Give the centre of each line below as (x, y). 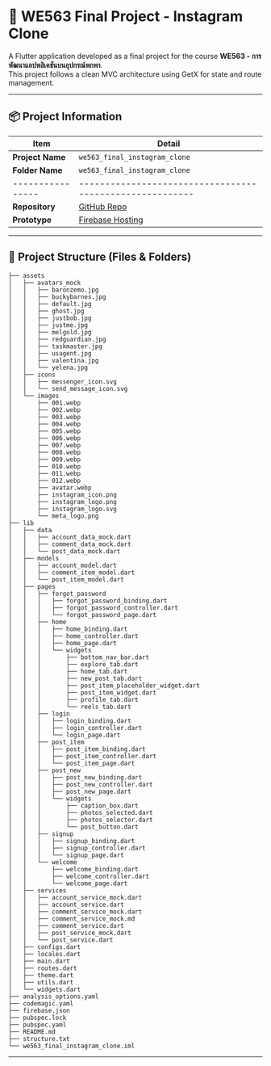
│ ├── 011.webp (45, 473)
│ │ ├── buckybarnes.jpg (57, 297)
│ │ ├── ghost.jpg (46, 311)
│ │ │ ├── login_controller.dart (75, 728)
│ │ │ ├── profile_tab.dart (73, 699)
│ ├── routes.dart (43, 968)
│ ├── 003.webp (45, 417)
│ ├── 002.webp (45, 410)
